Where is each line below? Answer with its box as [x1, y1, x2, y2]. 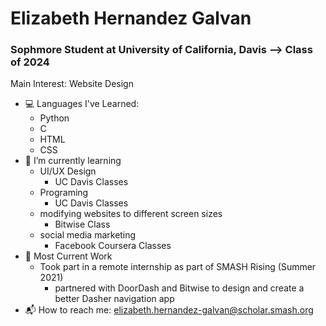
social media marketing [39, 229, 137, 241]
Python [39, 112, 70, 124]
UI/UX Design [39, 165, 97, 177]
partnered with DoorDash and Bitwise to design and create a [54, 282, 305, 294]
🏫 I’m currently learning [24, 155, 122, 167]
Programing [39, 187, 89, 199]
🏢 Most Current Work [24, 250, 113, 262]
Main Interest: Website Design [10, 78, 134, 90]
